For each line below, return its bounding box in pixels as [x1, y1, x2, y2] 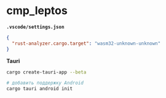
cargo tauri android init [6, 86, 73, 92]
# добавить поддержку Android [6, 80, 84, 86]
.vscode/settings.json [6, 24, 65, 30]
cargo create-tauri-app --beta [6, 69, 87, 75]
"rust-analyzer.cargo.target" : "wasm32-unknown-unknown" [12, 40, 161, 47]
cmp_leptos [6, 4, 68, 18]
